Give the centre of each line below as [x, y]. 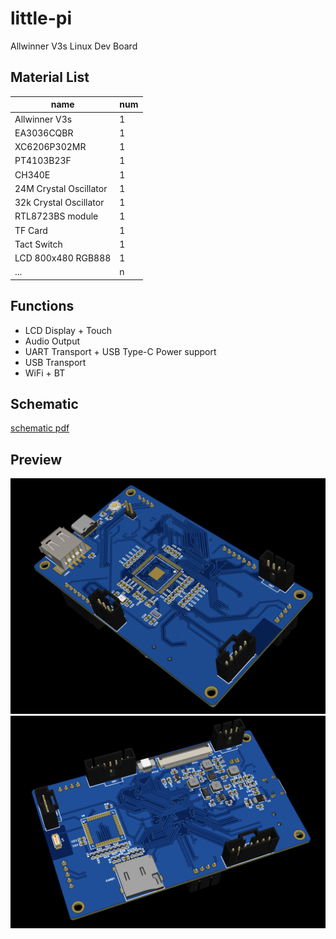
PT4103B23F [43, 161]
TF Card [31, 230]
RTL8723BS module [56, 216]
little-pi [41, 18]
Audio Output [52, 341]
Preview [36, 459]
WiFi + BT [45, 373]
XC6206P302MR [50, 146]
